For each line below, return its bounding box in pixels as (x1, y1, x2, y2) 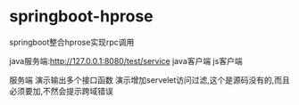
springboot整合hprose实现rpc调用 (9, 36, 135, 47)
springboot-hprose (9, 6, 154, 27)
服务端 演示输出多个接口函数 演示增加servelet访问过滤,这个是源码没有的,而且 (9, 74, 290, 85)
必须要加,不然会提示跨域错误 (9, 85, 114, 96)
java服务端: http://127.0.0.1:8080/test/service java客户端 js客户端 (9, 55, 243, 66)
